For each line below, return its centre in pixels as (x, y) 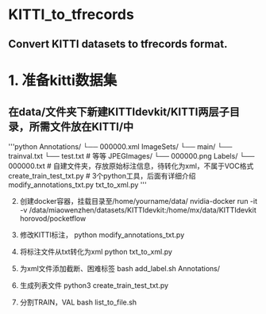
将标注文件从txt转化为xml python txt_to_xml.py (96, 251)
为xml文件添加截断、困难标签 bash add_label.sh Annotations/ (120, 268)
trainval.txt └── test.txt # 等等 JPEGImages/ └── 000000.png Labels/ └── (131, 155)
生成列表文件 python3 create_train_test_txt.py (94, 285)
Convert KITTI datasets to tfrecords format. (118, 44)
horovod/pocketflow (53, 218)
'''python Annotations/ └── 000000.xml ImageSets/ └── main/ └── (120, 146)
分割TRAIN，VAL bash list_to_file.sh (78, 302)
